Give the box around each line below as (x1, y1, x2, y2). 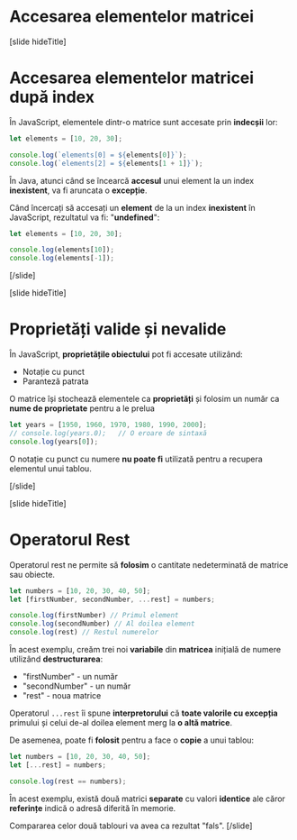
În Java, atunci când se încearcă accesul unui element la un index (9, 175, 255, 186)
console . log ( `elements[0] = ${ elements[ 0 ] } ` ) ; (9, 151, 187, 160)
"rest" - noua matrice (22, 690, 102, 700)
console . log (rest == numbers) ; (9, 777, 127, 786)
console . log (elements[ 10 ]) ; (9, 245, 115, 254)
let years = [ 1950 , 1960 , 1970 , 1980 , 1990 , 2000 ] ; (9, 421, 208, 430)
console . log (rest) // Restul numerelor (9, 628, 159, 637)
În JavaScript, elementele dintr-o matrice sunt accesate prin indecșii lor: (9, 116, 278, 127)
